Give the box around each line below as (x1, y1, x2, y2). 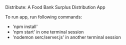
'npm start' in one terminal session (12, 29, 84, 34)
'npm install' (12, 23, 38, 29)
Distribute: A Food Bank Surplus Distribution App (5, 4, 106, 10)
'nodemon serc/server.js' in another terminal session (12, 34, 121, 40)
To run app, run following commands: (5, 14, 82, 19)
